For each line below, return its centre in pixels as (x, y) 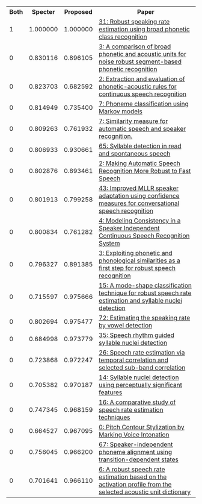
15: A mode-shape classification (145, 285)
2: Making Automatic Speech (139, 163)
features (111, 392)
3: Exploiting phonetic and (136, 253)
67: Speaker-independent (136, 444)
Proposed (78, 12)
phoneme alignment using (136, 452)
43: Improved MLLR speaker (139, 188)
